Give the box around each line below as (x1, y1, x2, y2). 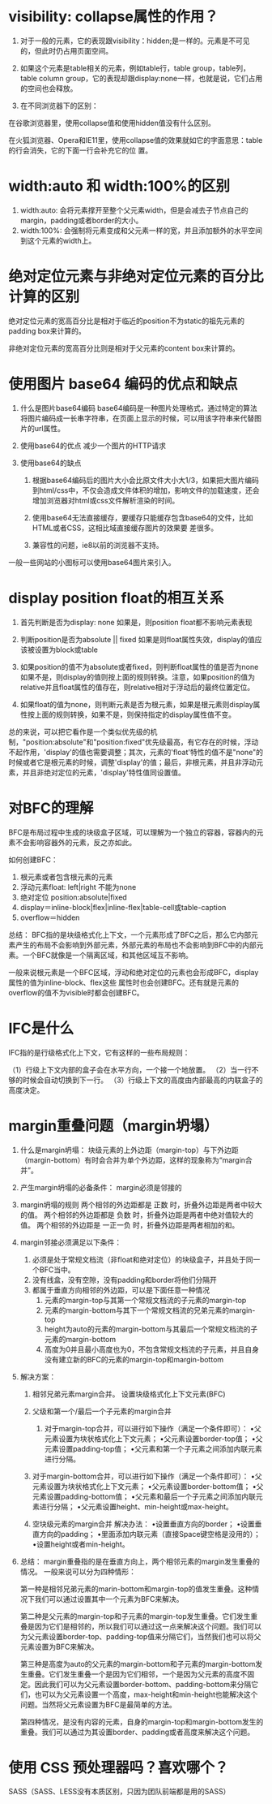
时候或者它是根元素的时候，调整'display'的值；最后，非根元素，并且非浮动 (8, 757, 257, 767)
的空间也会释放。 (19, 83, 78, 93)
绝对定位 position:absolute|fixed (19, 892, 127, 902)
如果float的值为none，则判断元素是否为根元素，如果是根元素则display (19, 699, 253, 709)
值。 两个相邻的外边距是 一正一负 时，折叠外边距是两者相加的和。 (19, 1219, 240, 1230)
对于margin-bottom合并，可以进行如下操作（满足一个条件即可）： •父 (32, 1471, 262, 1481)
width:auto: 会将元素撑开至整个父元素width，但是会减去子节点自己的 (19, 205, 249, 215)
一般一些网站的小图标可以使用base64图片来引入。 (8, 557, 176, 567)
